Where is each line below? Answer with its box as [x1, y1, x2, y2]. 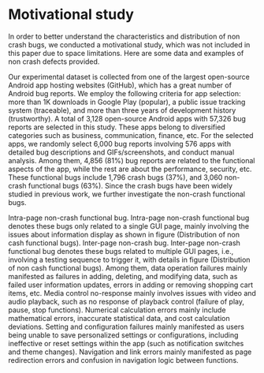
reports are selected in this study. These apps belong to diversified [8, 122, 226, 132]
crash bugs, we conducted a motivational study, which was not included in [8, 39, 251, 49]
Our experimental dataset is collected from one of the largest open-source [8, 72, 251, 81]
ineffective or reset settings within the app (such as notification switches [8, 338, 244, 348]
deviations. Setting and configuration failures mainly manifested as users [8, 322, 244, 331]
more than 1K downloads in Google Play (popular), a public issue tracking [8, 97, 246, 106]
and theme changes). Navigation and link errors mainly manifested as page [8, 347, 252, 356]
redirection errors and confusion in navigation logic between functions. [8, 355, 239, 364]
